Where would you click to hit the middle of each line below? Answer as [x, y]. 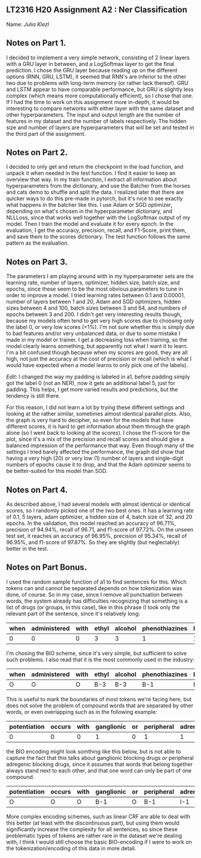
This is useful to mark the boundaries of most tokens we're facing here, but [99, 699]
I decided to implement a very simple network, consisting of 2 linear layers [98, 57]
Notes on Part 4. [37, 490]
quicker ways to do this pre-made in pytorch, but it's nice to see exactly [95, 199]
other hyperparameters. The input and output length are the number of [93, 114]
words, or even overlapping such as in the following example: [82, 712]
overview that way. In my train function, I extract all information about [92, 179]
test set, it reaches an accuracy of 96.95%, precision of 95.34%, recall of [97, 536]
